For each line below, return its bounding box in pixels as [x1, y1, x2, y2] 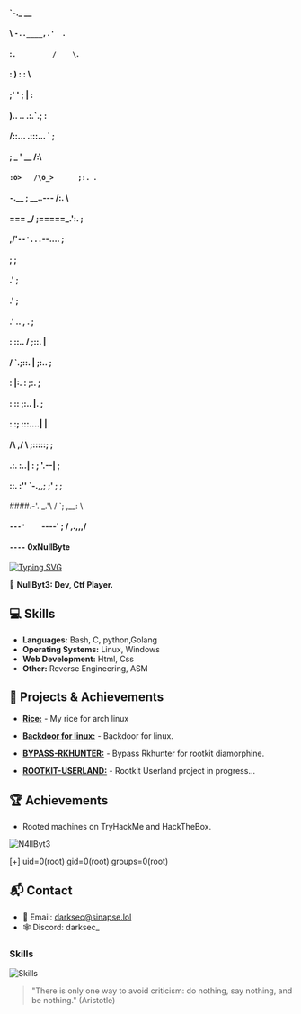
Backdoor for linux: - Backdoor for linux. [22, 731, 173, 741]
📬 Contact [9, 883, 73, 899]
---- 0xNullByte [9, 542, 70, 552]
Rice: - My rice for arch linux [22, 713, 129, 724]
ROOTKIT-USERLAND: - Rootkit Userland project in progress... [22, 766, 256, 776]
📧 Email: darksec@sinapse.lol [22, 911, 132, 922]
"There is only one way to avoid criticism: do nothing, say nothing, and [31, 985, 293, 996]
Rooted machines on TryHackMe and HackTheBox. [22, 821, 212, 832]
